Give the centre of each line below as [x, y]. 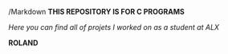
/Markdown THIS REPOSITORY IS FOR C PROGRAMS [96, 12]
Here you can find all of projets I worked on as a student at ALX [114, 27]
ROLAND [23, 43]
